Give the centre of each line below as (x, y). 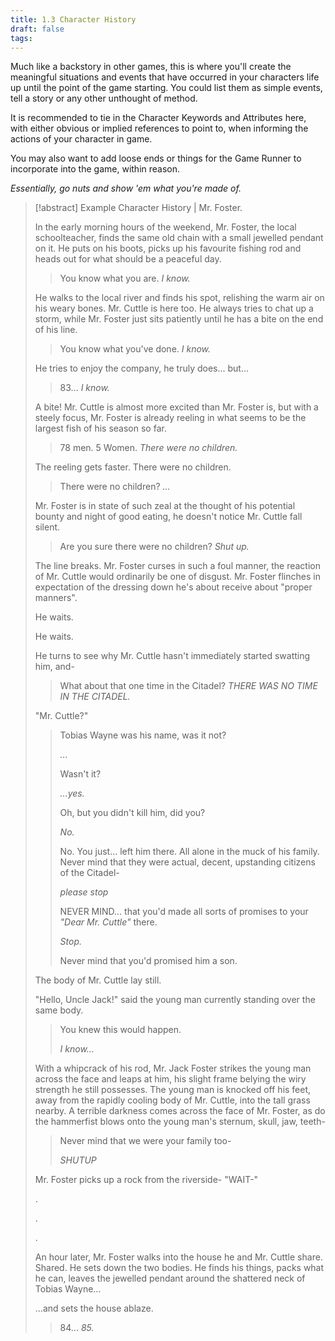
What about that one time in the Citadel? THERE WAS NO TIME (188, 686)
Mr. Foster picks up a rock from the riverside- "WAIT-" (146, 1180)
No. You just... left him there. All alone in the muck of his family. (189, 852)
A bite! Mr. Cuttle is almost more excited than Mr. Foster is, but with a (176, 407)
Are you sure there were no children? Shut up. (154, 547)
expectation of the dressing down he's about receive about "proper (173, 587)
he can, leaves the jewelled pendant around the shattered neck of (170, 1278)
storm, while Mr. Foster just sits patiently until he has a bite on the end (179, 319)
